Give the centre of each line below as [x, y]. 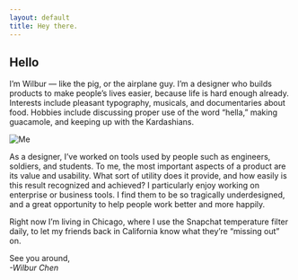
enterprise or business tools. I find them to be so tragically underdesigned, [147, 195]
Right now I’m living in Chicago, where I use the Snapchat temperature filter [149, 222]
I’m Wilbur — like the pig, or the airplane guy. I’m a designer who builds [140, 84]
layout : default [39, 17]
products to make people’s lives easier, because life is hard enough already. [149, 93]
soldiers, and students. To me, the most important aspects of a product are [148, 166]
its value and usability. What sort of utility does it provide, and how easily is [148, 176]
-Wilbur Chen [34, 268]
